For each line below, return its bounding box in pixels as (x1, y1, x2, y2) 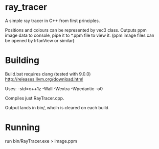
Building (5, 55, 40, 66)
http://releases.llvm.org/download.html (5, 76, 84, 82)
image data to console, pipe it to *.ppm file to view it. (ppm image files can (5, 32, 155, 38)
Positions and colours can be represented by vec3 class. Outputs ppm (5, 27, 147, 33)
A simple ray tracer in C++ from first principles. (5, 18, 100, 24)
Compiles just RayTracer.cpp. (5, 95, 65, 101)
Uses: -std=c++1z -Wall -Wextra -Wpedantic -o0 (5, 85, 103, 92)
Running (5, 122, 40, 133)
